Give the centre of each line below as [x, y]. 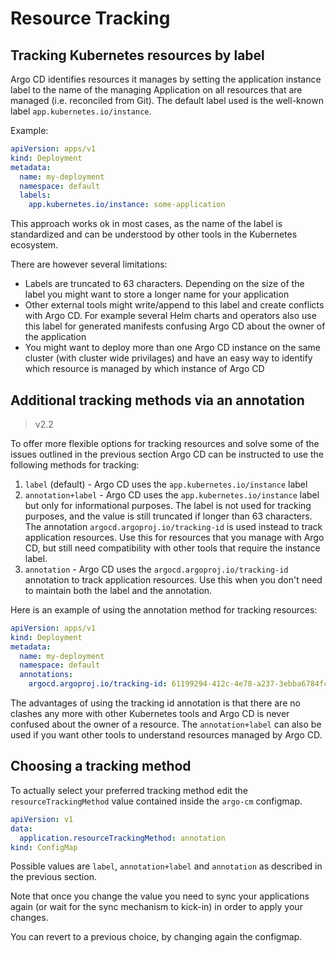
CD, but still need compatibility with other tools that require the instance [172, 548]
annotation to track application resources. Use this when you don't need [173, 579]
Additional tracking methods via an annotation [157, 400]
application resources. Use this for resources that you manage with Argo [174, 537]
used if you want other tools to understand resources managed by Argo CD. [166, 735]
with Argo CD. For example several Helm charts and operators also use [170, 316]
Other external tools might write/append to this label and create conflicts [174, 305]
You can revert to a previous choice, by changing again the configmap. [156, 937]
